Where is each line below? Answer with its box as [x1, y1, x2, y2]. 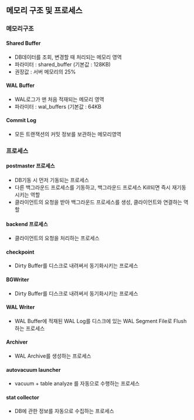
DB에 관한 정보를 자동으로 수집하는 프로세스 [14, 408, 114, 415]
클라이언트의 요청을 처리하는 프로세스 [14, 234, 100, 242]
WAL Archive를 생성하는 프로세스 [14, 352, 92, 359]
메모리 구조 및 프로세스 [6, 5, 83, 16]
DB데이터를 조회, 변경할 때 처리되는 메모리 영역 [14, 53, 122, 61]
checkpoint [6, 248, 35, 256]
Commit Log [6, 117, 37, 124]
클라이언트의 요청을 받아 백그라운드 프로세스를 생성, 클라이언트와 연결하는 [14, 199, 183, 206]
